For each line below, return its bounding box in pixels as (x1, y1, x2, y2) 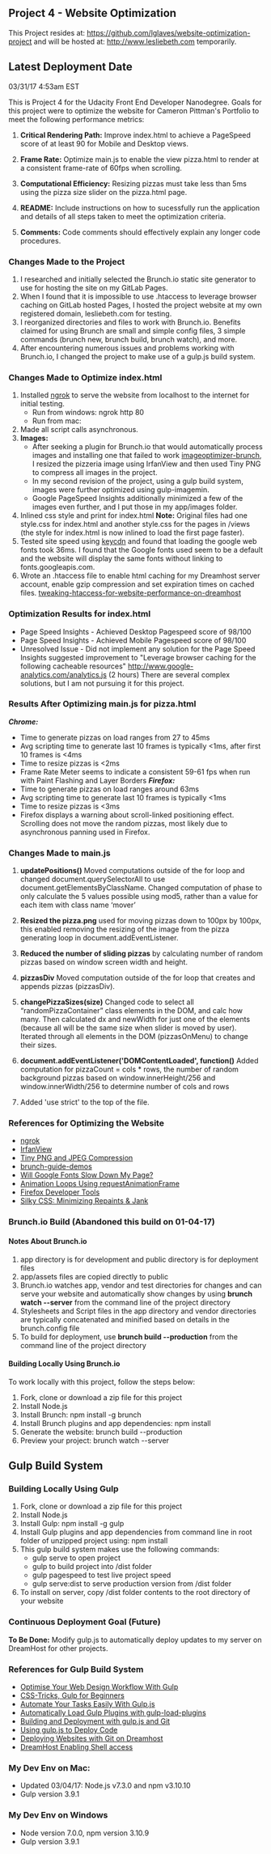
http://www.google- (128, 661, 194, 671)
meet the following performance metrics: (8, 114, 145, 124)
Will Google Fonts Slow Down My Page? (19, 1170, 154, 1180)
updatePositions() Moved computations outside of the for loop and (19, 866, 245, 876)
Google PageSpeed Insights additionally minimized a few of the (32, 494, 243, 503)
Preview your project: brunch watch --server (19, 1436, 170, 1445)
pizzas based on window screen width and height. (19, 957, 188, 967)
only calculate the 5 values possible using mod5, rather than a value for (19, 892, 259, 902)
